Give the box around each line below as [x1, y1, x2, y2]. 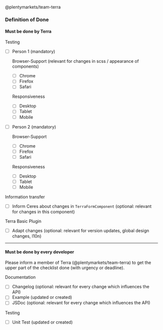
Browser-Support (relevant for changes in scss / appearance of [12, 58, 139, 64]
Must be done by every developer [5, 249, 74, 255]
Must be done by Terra [5, 28, 52, 34]
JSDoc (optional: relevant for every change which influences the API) [12, 300, 150, 306]
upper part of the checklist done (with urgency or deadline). [5, 265, 125, 271]
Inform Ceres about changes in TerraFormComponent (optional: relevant [12, 203, 152, 209]
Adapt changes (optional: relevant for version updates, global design [12, 228, 149, 234]
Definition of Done [5, 16, 49, 23]
